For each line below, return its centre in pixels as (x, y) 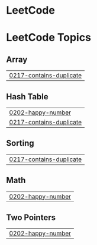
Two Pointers (31, 218)
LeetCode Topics (49, 38)
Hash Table (27, 97)
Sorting (20, 143)
